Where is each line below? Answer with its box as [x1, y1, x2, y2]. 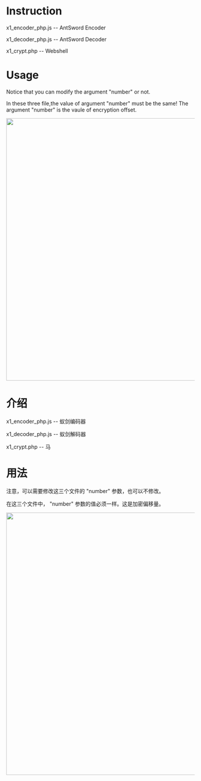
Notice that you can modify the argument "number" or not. [6, 88, 151, 95]
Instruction [6, 4, 62, 18]
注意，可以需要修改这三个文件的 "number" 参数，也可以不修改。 [6, 487, 165, 494]
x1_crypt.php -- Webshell [6, 47, 68, 55]
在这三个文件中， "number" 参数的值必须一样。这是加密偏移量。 [6, 500, 165, 507]
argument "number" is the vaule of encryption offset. [6, 106, 137, 113]
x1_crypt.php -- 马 [6, 443, 51, 450]
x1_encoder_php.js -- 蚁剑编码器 [6, 417, 86, 425]
